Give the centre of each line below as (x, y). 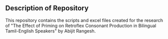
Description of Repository (47, 8)
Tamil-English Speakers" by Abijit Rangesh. (50, 31)
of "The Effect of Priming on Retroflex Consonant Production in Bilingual (81, 25)
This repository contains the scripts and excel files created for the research (84, 20)
